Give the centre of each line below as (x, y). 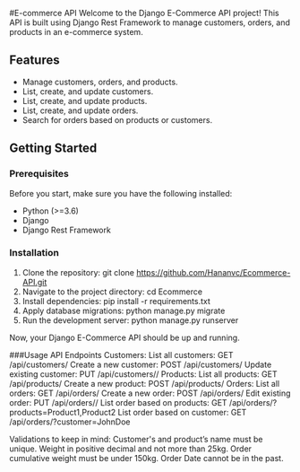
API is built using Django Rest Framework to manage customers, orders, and (150, 22)
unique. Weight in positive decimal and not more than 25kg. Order (131, 449)
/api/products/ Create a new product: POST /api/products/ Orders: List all (145, 383)
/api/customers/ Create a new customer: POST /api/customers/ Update (141, 364)
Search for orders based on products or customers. (117, 119)
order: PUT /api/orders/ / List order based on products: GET (118, 402)
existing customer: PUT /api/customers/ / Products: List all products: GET (143, 374)
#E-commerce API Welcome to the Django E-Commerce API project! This (144, 13)
